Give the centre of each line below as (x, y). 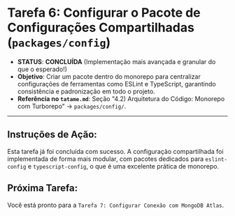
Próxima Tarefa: (43, 188)
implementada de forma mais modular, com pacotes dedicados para (106, 159)
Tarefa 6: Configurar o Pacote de (104, 13)
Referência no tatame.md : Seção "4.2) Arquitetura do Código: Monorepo (121, 98)
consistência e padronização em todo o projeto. (86, 91)
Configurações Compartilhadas (101, 28)
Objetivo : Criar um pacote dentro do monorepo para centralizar (109, 76)
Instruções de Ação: (52, 135)
